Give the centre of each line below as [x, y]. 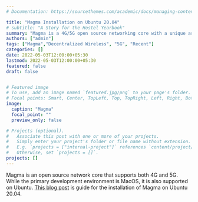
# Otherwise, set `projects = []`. [52, 153]
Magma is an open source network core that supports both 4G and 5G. [92, 175]
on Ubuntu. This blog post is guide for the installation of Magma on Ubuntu [97, 187]
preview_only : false [37, 120]
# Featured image [27, 87]
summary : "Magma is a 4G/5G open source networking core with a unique [96, 33]
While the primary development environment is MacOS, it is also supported [97, 181]
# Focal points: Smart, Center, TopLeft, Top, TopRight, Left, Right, [95, 98]
